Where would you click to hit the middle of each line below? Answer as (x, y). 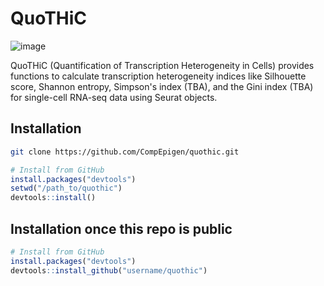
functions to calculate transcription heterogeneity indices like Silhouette (158, 76)
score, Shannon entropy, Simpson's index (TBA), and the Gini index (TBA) (162, 86)
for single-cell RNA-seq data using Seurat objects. (114, 97)
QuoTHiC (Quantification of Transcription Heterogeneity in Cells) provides (162, 65)
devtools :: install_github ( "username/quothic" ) (109, 270)
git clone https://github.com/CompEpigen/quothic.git (125, 152)
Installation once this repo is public (121, 228)
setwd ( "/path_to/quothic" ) (66, 188)
